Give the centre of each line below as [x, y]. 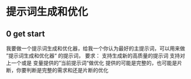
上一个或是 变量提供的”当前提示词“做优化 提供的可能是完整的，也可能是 [92, 63]
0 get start [25, 33]
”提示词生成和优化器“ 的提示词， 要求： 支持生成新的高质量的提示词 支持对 [96, 55]
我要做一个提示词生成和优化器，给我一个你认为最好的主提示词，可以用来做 [95, 48]
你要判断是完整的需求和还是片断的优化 [62, 70]
